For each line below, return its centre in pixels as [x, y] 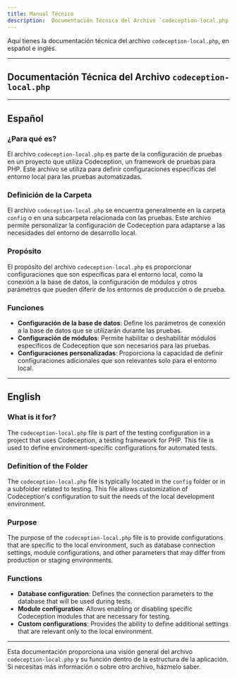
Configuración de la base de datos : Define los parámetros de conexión [121, 323]
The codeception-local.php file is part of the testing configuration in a [109, 432]
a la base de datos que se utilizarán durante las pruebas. [100, 331]
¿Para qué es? [32, 139]
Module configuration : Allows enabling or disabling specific [105, 609]
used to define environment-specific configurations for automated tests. [112, 447]
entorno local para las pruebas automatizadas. [75, 177]
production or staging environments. [60, 561]
